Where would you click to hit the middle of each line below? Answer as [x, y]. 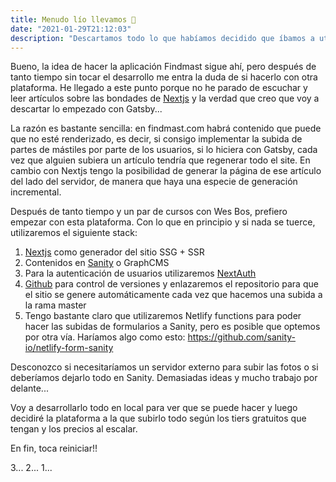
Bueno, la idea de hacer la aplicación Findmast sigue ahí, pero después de [163, 67]
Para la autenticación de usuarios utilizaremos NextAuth [140, 273]
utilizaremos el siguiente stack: [74, 233]
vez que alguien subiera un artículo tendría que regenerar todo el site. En [160, 160]
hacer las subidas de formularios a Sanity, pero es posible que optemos [172, 327]
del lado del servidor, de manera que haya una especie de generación [154, 182]
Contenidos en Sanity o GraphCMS [97, 263]
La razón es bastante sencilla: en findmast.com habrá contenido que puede [166, 128]
